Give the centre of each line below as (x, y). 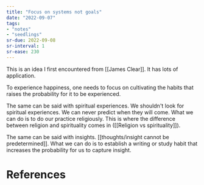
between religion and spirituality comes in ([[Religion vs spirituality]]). (93, 125)
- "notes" (19, 29)
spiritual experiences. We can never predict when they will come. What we (100, 112)
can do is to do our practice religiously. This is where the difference (91, 118)
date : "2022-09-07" (31, 18)
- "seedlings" (24, 35)
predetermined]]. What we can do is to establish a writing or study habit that (102, 143)
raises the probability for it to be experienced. (64, 94)
